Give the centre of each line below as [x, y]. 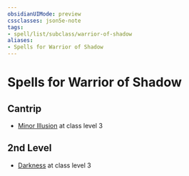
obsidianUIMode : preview [44, 14]
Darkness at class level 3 [54, 165]
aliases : [20, 41]
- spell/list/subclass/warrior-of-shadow [70, 34]
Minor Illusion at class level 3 [60, 126]
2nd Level [30, 148]
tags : [15, 27]
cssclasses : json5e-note [44, 21]
